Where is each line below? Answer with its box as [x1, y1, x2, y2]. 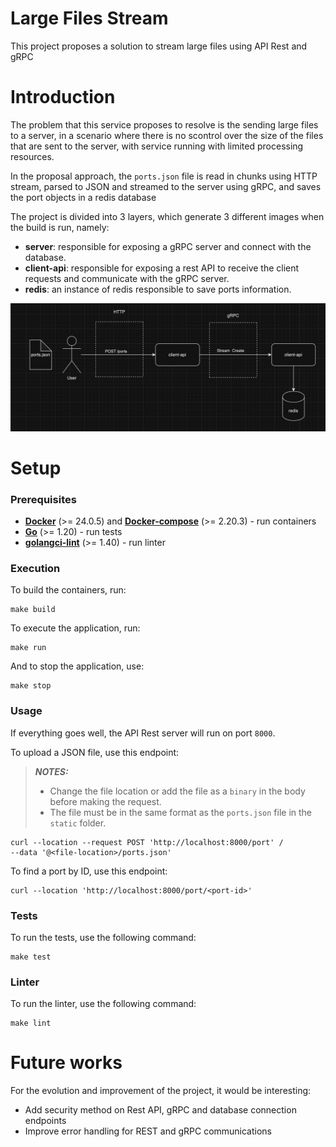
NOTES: [34, 765, 69, 777]
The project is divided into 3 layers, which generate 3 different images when [10, 210, 325, 222]
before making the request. [49, 795, 162, 807]
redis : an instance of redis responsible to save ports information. [24, 283, 292, 295]
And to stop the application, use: [10, 660, 145, 672]
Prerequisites [10, 492, 77, 506]
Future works [10, 1052, 123, 1074]
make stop [10, 681, 52, 691]
